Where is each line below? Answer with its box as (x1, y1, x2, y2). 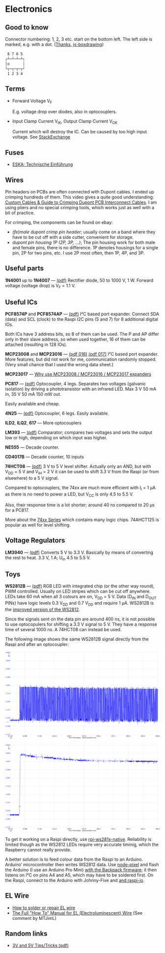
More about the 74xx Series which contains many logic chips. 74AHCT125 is (5, 517, 160, 523)
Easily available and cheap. (5, 401, 60, 407)
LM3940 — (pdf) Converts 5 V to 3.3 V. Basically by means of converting (5, 549, 154, 555)
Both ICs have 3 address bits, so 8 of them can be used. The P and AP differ (5, 331, 160, 337)
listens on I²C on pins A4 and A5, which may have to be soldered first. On (5, 872, 154, 878)
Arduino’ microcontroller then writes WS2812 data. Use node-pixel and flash (5, 861, 159, 867)
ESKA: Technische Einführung (12, 161, 73, 167)
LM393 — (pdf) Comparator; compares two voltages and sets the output (5, 429, 153, 435)
